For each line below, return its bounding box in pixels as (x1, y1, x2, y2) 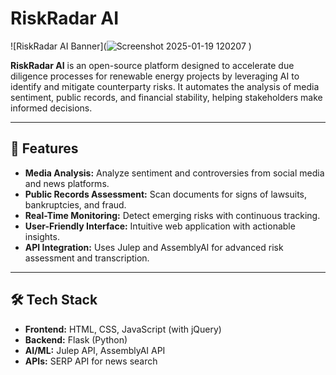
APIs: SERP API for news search (24, 355, 158, 367)
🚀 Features (10, 140, 79, 157)
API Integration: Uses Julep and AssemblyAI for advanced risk (24, 241, 284, 253)
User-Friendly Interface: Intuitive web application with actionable (24, 220, 296, 232)
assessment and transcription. (24, 252, 150, 264)
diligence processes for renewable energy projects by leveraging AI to (10, 70, 300, 82)
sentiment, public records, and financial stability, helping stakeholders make (10, 91, 323, 103)
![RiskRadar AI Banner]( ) (10, 40, 252, 52)
